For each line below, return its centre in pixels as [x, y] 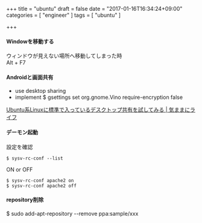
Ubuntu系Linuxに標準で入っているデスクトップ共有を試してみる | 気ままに [98, 110]
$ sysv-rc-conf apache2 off [42, 186]
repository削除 [25, 200]
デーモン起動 [22, 132]
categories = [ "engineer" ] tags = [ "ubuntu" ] [64, 15]
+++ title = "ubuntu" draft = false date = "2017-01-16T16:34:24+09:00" [94, 9]
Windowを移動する [30, 41]
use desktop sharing [40, 91]
